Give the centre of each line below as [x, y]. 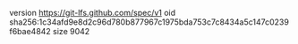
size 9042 [71, 31]
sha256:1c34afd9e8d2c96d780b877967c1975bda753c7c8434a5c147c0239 [149, 22]
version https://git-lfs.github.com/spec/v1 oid [93, 13]
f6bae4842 [30, 31]
